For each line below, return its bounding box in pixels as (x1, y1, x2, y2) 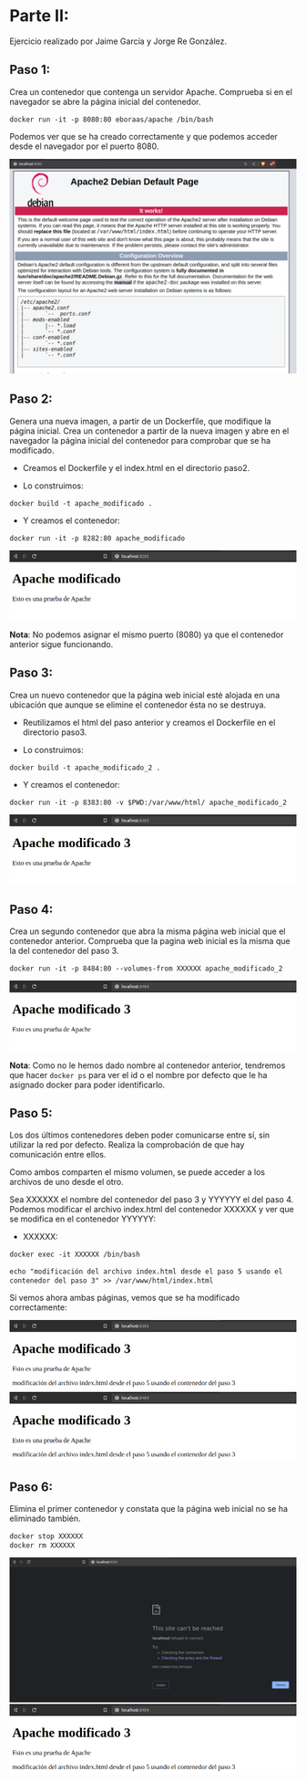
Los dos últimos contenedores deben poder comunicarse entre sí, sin (9, 1129, 270, 1141)
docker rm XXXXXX (9, 1541, 76, 1550)
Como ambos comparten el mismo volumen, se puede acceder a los (9, 1167, 266, 1178)
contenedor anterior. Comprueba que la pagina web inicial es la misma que (9, 936, 291, 947)
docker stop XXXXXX (9, 1532, 84, 1541)
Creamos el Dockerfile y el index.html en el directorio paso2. (22, 462, 250, 473)
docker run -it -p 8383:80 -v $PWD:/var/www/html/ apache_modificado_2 (9, 798, 287, 807)
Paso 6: (9, 1480, 53, 1495)
